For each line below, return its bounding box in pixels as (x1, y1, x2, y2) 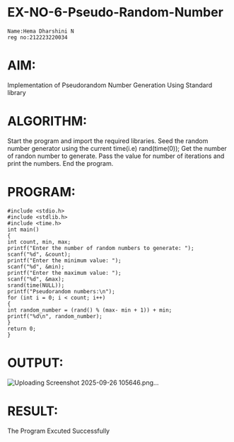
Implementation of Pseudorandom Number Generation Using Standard (7, 81, 213, 89)
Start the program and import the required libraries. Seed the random (7, 136, 209, 145)
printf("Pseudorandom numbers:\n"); (7, 288, 115, 295)
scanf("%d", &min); (7, 263, 65, 270)
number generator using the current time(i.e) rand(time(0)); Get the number (7, 144, 228, 152)
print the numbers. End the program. (7, 159, 114, 167)
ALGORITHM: (7, 113, 87, 130)
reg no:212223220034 (7, 33, 69, 41)
